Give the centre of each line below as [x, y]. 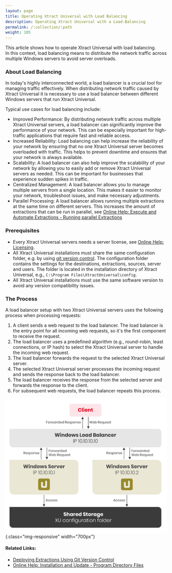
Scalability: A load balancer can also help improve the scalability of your [89, 163]
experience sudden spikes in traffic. [51, 179]
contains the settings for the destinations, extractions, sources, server [87, 264]
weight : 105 [18, 33]
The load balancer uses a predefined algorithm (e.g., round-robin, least [88, 342]
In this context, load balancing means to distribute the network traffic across [86, 53]
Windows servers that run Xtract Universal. [51, 100]
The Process [21, 299]
